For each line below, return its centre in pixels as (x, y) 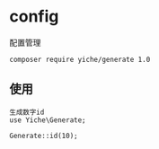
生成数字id (27, 112)
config (34, 17)
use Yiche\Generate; (48, 120)
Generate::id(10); (44, 136)
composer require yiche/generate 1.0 (80, 59)
